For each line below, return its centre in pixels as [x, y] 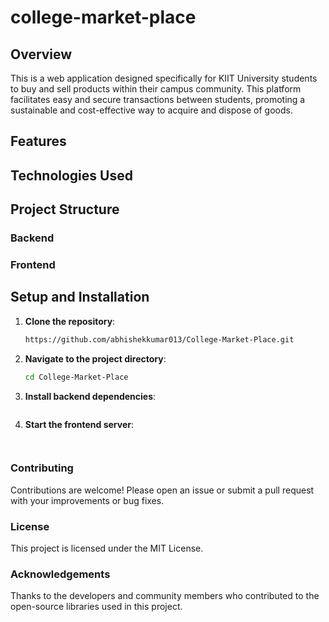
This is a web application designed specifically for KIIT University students [164, 78]
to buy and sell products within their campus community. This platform [156, 89]
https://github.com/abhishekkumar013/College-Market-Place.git [159, 339]
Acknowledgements [60, 574]
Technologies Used [71, 175]
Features [38, 141]
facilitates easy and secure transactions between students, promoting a [158, 99]
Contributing [42, 468]
